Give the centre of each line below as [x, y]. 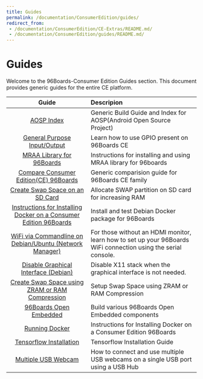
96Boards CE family [119, 180]
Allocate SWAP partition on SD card [141, 190]
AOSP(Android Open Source [130, 120]
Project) [102, 128]
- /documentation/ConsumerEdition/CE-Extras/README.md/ [81, 29]
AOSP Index [47, 120]
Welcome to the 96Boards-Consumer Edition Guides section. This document [101, 81]
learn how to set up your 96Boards [140, 240]
